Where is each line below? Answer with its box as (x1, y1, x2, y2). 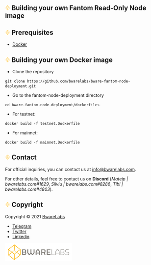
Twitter (12, 228, 27, 234)
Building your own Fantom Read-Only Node (11, 4, 147, 12)
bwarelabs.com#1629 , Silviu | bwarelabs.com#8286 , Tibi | (5, 181, 124, 187)
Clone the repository (12, 69, 54, 75)
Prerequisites (11, 28, 53, 36)
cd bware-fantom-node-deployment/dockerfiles (5, 103, 100, 108)
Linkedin (12, 234, 30, 239)
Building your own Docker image (11, 56, 113, 64)
